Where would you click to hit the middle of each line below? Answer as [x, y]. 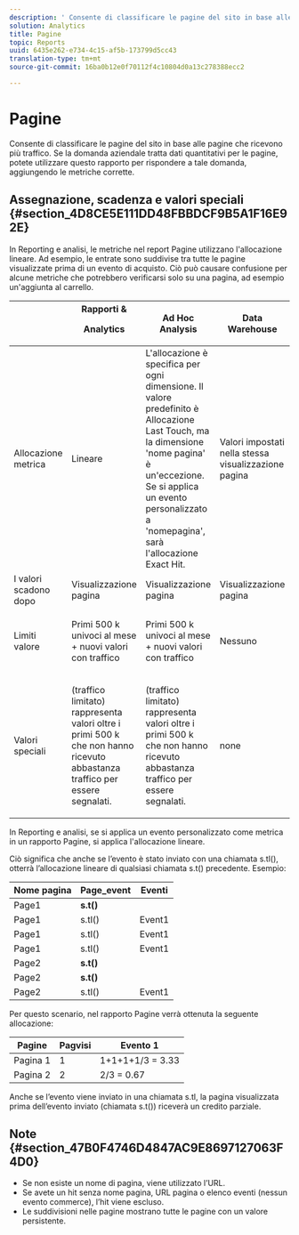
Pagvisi [75, 1045]
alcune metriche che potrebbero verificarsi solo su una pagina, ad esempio [147, 278]
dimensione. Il [174, 386]
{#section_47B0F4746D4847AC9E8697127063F [146, 1148]
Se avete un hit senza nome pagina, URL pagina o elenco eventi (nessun [154, 1192]
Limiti [25, 635]
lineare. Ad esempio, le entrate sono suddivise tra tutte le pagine [128, 258]
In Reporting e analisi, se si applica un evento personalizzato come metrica [146, 832]
